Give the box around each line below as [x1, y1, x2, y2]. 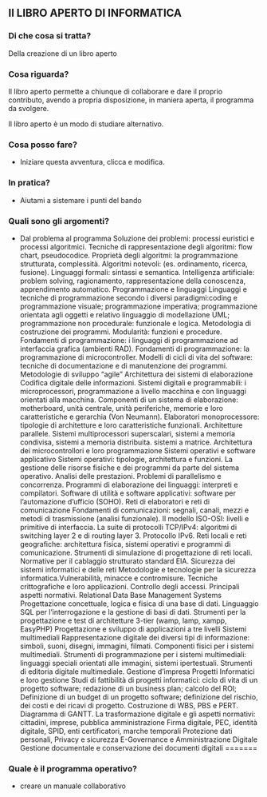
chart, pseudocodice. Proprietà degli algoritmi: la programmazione [19, 250, 238, 260]
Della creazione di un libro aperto [8, 48, 117, 58]
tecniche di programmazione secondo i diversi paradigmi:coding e [19, 293, 238, 302]
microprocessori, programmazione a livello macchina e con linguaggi [19, 386, 247, 396]
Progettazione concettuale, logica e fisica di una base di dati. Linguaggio [19, 599, 259, 608]
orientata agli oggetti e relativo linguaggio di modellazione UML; [19, 309, 230, 319]
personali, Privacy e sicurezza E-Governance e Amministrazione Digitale [19, 735, 257, 744]
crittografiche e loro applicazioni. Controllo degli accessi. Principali [19, 581, 240, 591]
